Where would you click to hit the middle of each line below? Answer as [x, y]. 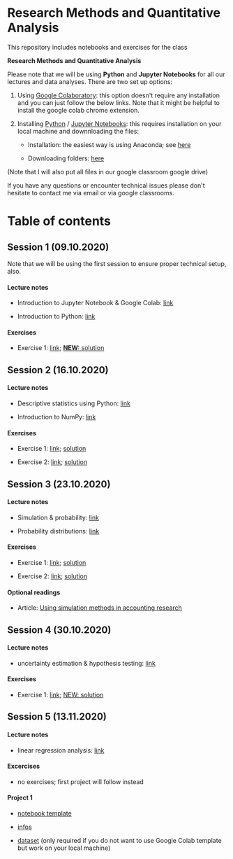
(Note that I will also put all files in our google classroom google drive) [107, 172]
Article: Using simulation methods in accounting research [100, 608]
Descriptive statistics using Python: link [74, 403]
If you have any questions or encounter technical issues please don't [106, 185]
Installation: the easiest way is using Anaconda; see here [109, 144]
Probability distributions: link [58, 531]
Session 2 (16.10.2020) [58, 370]
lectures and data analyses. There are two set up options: [90, 81]
